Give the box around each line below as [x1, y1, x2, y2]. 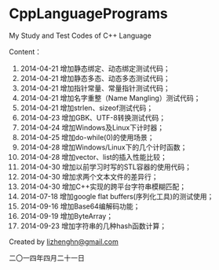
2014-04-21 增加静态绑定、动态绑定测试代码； [20, 64, 171, 73]
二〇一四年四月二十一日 [9, 253, 85, 262]
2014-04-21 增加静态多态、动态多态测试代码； [20, 73, 171, 83]
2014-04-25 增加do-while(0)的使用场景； [20, 132, 155, 142]
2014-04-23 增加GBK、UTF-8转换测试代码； [20, 113, 166, 122]
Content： [9, 46, 42, 56]
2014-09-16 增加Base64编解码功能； [20, 202, 141, 211]
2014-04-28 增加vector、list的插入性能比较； [20, 152, 167, 161]
